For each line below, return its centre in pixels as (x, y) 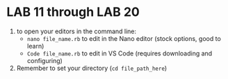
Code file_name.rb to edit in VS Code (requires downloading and (120, 53)
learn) (35, 46)
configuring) (45, 60)
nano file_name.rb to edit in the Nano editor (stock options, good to (124, 38)
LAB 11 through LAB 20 (73, 12)
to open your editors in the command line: (76, 31)
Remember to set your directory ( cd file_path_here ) (92, 68)
